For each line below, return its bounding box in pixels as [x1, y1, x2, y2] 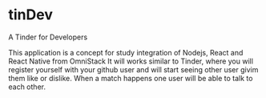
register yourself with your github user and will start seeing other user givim [8, 64, 259, 74]
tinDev [8, 6, 54, 24]
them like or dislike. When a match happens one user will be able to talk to [8, 73, 253, 83]
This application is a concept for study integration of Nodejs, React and [8, 47, 244, 57]
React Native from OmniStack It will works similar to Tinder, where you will [8, 56, 254, 66]
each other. [8, 82, 46, 92]
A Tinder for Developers [8, 32, 88, 42]
